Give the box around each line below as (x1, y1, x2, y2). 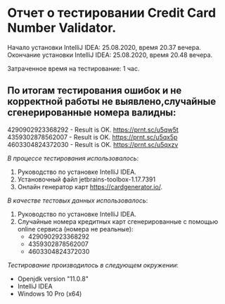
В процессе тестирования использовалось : (7, 153, 139, 163)
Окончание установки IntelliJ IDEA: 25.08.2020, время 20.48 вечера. (7, 51, 213, 59)
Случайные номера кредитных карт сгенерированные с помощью (17, 217, 219, 226)
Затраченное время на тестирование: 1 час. (7, 64, 140, 72)
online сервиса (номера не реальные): (17, 224, 134, 233)
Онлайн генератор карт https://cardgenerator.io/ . (17, 182, 163, 191)
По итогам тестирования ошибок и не (7, 84, 182, 96)
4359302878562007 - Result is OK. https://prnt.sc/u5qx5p (7, 132, 178, 141)
